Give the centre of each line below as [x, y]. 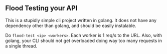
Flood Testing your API [41, 8]
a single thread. [21, 46]
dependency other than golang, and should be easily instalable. [71, 25]
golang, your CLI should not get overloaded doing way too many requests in [83, 40]
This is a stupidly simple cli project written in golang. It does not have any [81, 20]
